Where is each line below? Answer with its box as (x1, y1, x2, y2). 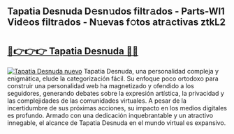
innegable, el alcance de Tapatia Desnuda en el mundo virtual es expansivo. (7, 119, 226, 127)
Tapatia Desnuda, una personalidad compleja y (83, 67, 219, 75)
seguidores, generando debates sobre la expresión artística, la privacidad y (7, 90, 225, 97)
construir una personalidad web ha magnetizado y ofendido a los (7, 82, 194, 90)
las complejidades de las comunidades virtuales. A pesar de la (7, 97, 187, 105)
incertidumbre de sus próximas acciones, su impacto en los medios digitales (7, 104, 227, 112)
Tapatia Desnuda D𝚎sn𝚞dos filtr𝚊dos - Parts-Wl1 (7, 6, 225, 17)
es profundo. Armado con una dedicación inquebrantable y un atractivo (7, 111, 214, 119)
